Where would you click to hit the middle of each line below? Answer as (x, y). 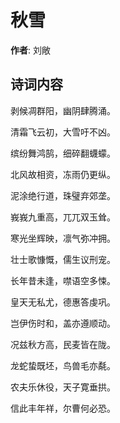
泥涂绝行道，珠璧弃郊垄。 (63, 195)
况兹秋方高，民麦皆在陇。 (63, 344)
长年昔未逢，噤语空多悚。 (63, 280)
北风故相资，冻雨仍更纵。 (63, 174)
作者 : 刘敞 (30, 50)
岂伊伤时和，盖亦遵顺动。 (63, 323)
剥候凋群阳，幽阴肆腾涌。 (63, 110)
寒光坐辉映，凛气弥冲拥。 (63, 238)
